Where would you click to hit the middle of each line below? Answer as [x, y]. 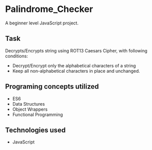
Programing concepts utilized [52, 86]
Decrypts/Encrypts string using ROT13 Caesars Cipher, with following [76, 50]
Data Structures [28, 104]
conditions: [17, 56]
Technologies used [35, 130]
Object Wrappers [30, 109]
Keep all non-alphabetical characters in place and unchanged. [76, 71]
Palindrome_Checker [49, 9]
